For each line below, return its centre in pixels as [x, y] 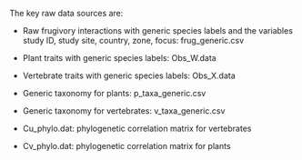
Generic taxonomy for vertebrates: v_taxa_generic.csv [124, 111]
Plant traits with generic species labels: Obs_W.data [119, 58]
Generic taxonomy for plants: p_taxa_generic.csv [114, 93]
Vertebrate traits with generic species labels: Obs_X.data [129, 75]
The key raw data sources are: [66, 13]
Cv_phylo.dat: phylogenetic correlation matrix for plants [126, 146]
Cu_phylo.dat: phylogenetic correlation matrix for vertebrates [137, 128]
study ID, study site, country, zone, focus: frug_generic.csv [133, 40]
